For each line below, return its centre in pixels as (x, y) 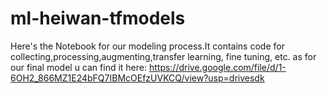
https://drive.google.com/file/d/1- (217, 67)
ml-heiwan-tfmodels (98, 18)
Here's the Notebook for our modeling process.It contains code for (147, 46)
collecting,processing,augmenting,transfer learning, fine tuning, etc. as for (163, 56)
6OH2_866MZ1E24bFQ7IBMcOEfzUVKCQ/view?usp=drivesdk (137, 78)
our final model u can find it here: (78, 67)
